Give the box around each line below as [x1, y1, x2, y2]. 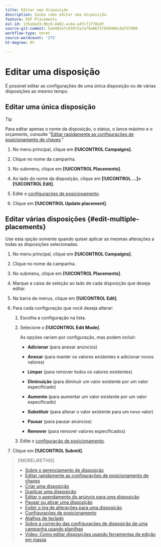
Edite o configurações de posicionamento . [12, 191, 100, 197]
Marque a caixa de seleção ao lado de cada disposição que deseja [12, 280, 150, 287]
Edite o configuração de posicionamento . [20, 438, 105, 444]
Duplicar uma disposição [25, 489, 77, 495]
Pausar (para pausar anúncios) [27, 418, 92, 425]
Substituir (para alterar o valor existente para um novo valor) [27, 409, 154, 415]
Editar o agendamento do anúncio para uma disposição [25, 494, 139, 500]
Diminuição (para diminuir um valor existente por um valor [27, 379, 148, 385]
